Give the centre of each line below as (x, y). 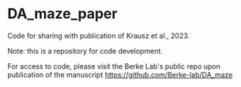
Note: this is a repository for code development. (85, 51)
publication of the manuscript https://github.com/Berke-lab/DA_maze (120, 74)
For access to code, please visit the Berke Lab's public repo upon (114, 66)
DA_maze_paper (62, 14)
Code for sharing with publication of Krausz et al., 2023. (99, 36)
